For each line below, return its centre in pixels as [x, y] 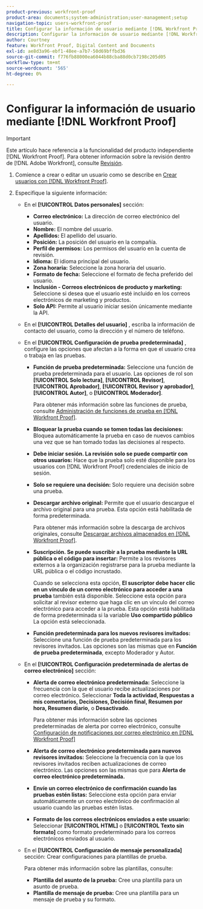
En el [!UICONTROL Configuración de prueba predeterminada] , [105, 343]
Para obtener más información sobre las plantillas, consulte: [98, 868]
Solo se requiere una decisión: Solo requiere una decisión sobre [114, 485]
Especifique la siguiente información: [61, 193]
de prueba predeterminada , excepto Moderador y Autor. [104, 653]
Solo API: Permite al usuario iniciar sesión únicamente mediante [113, 307]
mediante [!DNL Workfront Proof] [91, 122]
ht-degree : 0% [24, 74]
